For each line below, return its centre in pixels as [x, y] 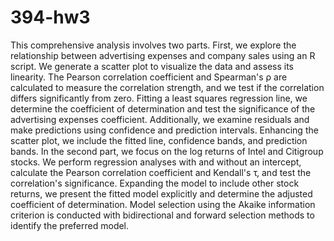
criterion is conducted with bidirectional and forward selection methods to [162, 215]
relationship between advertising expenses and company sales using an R [163, 55]
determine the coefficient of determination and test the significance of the [163, 108]
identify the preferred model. [70, 225]
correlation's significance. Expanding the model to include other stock [155, 183]
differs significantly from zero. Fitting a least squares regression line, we [159, 98]
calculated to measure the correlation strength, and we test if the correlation [167, 87]
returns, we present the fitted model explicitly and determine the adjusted [161, 193]
